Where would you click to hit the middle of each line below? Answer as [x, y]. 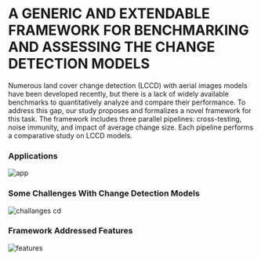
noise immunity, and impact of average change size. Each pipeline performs [131, 127]
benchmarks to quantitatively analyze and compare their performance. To [127, 102]
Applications [33, 156]
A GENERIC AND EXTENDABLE [109, 14]
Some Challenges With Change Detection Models [104, 193]
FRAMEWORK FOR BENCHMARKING [129, 30]
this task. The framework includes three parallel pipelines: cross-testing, [125, 119]
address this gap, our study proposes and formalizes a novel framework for [130, 110]
